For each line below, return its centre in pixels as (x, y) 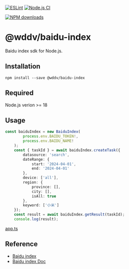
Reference (21, 244)
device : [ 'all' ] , (41, 178)
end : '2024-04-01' (50, 169)
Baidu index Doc (29, 261)
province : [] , (46, 187)
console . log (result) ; (36, 219)
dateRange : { (36, 159)
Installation (23, 67)
